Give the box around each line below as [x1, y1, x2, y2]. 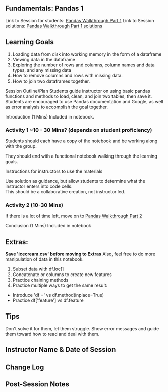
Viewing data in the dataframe [12, 56, 76, 62]
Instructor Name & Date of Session [5, 345, 116, 354]
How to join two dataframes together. [12, 78, 90, 84]
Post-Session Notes [5, 380, 70, 389]
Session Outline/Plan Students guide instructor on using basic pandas [5, 88, 150, 94]
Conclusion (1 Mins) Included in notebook [5, 223, 92, 229]
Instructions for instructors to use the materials [5, 168, 103, 174]
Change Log [5, 363, 44, 371]
